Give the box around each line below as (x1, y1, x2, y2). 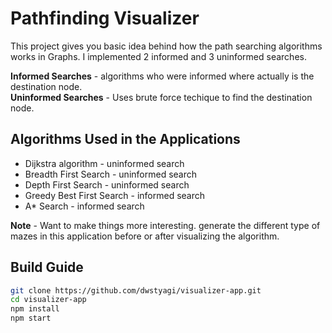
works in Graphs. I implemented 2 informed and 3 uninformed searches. (10, 50, 307, 62)
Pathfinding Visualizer (10, 7, 200, 30)
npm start (10, 313, 52, 324)
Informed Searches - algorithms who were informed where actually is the (10, 70, 315, 82)
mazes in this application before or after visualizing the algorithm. (10, 230, 280, 242)
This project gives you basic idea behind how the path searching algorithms (10, 40, 323, 52)
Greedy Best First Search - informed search (24, 189, 206, 201)
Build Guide (10, 259, 84, 276)
